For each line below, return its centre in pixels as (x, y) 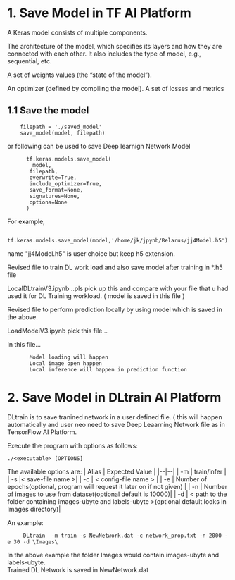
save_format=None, (56, 190)
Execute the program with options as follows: (73, 445)
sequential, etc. (30, 61)
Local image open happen (65, 363)
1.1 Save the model (48, 111)
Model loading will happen (69, 357)
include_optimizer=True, (65, 184)
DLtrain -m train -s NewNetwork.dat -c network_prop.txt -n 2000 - (126, 536)
